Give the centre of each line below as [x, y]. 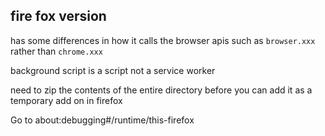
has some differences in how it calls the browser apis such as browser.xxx [163, 40]
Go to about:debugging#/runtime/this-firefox [102, 120]
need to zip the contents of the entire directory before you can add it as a [161, 90]
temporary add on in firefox [66, 100]
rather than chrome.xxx [56, 51]
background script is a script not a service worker [113, 70]
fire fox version [58, 16]
